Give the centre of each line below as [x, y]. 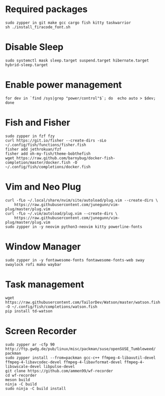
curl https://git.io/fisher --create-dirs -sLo [56, 140]
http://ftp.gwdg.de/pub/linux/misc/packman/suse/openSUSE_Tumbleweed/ [80, 349]
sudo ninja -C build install [36, 388]
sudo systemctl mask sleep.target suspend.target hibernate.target [77, 60]
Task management [45, 284]
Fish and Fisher [38, 122]
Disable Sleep [34, 47]
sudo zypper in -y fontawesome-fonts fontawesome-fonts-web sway [75, 260]
